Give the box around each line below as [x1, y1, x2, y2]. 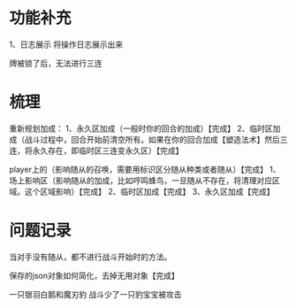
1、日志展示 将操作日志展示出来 [9, 39, 124, 50]
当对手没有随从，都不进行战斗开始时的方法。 [9, 251, 172, 262]
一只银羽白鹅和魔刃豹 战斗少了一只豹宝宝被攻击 [9, 289, 182, 299]
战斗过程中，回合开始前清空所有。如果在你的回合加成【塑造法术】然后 [24, 134, 280, 144]
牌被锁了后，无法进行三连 [9, 58, 102, 68]
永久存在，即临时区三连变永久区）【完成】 [32, 145, 184, 156]
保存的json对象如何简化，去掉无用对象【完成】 [9, 270, 179, 281]
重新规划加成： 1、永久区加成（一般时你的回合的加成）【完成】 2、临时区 [9, 123, 274, 134]
